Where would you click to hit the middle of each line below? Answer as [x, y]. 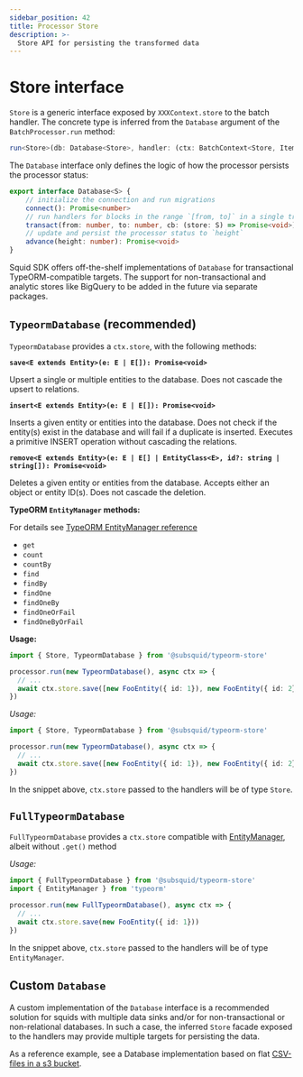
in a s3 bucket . [54, 1063]
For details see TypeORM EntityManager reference [104, 527]
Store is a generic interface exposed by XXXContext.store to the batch [139, 113]
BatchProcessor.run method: [62, 132]
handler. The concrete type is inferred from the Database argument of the [145, 122]
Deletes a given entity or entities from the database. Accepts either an [139, 483]
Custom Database [58, 985]
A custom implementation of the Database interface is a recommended [139, 1008]
